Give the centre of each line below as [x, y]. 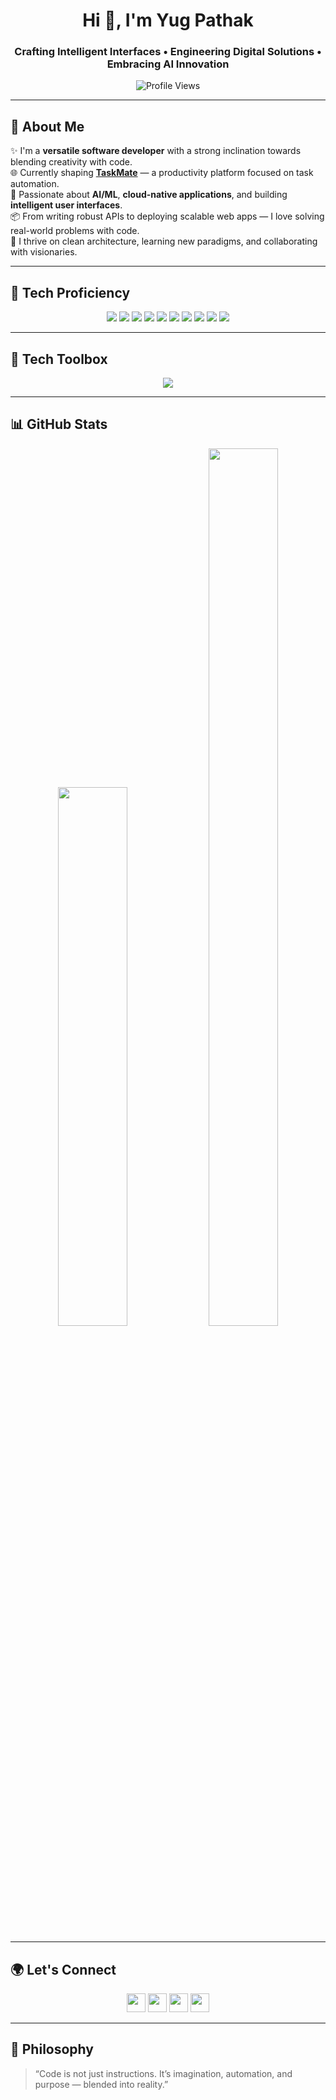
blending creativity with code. [71, 162]
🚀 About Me [47, 126]
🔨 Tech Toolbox [59, 359]
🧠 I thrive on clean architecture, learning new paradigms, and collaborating [164, 241]
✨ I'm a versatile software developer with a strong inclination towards [156, 151]
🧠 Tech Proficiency [70, 292]
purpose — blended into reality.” [101, 2084]
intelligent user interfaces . [66, 205]
